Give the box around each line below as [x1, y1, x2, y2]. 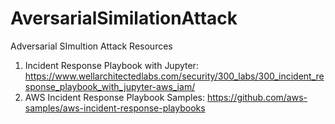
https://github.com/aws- [206, 91, 308, 103]
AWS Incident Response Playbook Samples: [24, 91, 205, 103]
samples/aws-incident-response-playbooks [24, 102, 206, 114]
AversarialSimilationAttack [10, 7, 238, 30]
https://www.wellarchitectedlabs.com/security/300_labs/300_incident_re [24, 70, 325, 82]
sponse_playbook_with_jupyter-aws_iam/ [24, 80, 196, 92]
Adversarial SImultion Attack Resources [10, 40, 173, 52]
